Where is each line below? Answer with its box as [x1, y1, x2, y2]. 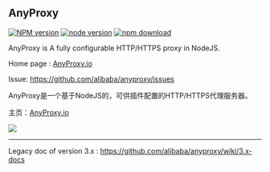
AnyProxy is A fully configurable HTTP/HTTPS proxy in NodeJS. [8, 43, 221, 53]
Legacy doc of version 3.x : [8, 146, 99, 155]
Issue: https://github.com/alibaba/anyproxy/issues [8, 74, 174, 83]
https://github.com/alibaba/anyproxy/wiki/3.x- [100, 146, 252, 155]
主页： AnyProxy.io [8, 107, 70, 117]
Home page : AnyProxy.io [8, 58, 92, 68]
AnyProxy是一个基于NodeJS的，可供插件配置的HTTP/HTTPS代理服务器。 [8, 90, 252, 100]
